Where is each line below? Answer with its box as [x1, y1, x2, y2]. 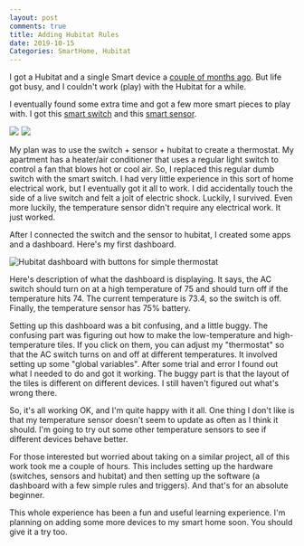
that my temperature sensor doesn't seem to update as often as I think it [9, 415, 279, 426]
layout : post [9, 13, 59, 23]
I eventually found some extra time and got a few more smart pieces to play [9, 99, 291, 109]
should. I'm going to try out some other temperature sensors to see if [9, 424, 267, 435]
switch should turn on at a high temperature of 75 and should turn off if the [9, 284, 289, 295]
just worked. [9, 212, 56, 222]
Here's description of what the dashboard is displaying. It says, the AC [9, 274, 272, 285]
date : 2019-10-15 [9, 38, 75, 48]
